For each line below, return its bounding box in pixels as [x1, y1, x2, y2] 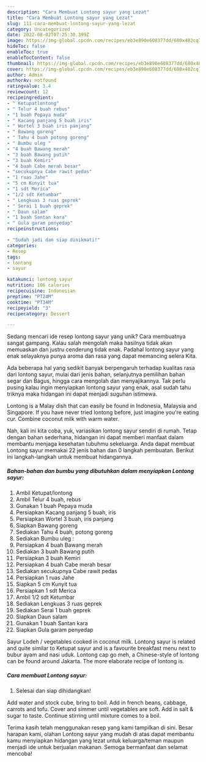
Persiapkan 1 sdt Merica [15, 587, 76, 595]
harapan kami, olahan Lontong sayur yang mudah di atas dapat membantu [7, 731, 194, 738]
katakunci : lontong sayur [7, 277, 73, 283]
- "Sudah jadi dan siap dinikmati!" [7, 237, 100, 243]
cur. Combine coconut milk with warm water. [7, 415, 120, 423]
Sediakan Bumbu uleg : [15, 535, 75, 542]
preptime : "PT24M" [7, 293, 54, 299]
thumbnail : [7, 60, 35, 66]
